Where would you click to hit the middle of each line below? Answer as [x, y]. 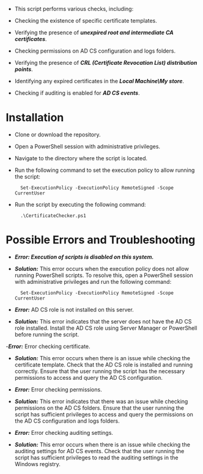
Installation [35, 118]
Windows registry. [37, 464]
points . [24, 69]
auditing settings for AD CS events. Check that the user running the [99, 451]
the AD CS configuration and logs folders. [67, 421]
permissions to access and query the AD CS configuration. [89, 377]
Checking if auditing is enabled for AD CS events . [77, 93]
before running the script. [47, 334]
